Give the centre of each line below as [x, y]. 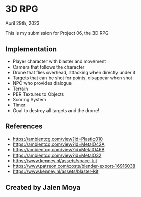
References [24, 127]
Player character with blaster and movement [59, 61]
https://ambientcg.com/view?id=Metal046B [58, 149]
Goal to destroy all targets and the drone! [56, 110]
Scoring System [29, 99]
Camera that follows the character [49, 67]
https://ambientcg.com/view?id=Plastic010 [58, 139]
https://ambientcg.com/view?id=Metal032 [57, 155]
